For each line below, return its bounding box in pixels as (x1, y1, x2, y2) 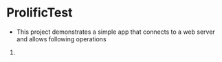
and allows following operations (16, 34, 107, 43)
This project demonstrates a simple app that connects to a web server (16, 28, 216, 36)
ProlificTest (6, 5, 73, 21)
